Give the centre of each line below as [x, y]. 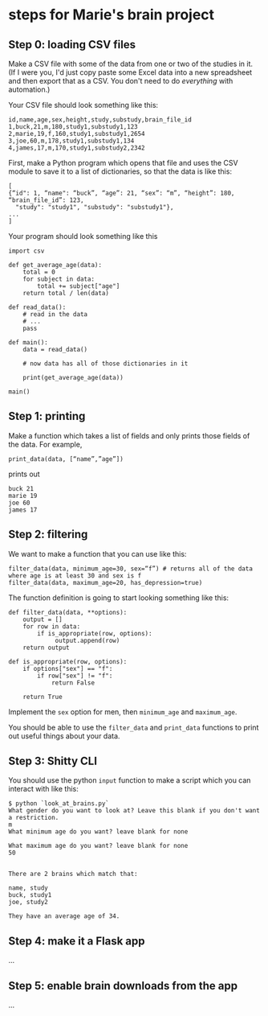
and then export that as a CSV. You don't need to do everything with [121, 81]
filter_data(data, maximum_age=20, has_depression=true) [106, 582]
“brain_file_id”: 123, [46, 200]
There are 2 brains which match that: [73, 874]
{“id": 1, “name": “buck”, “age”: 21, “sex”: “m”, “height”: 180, [122, 193]
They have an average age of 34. [64, 916]
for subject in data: [59, 279]
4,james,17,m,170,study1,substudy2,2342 [77, 148]
